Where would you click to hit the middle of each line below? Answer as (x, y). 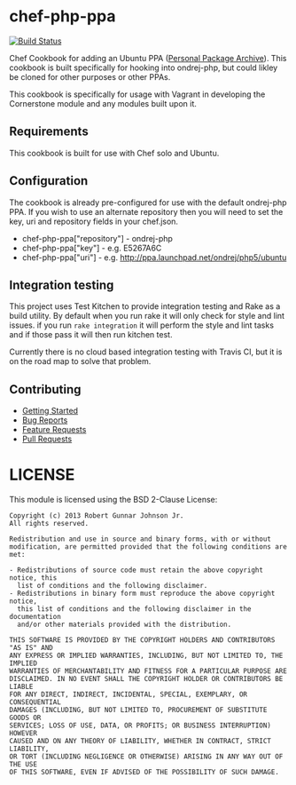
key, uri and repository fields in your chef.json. (94, 221)
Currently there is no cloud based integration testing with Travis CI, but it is (146, 352)
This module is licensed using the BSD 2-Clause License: (113, 500)
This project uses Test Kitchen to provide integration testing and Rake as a (145, 306)
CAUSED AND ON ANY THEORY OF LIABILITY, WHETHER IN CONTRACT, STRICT (140, 741)
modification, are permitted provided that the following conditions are (148, 547)
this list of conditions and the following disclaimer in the (134, 609)
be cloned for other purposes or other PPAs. (90, 76)
